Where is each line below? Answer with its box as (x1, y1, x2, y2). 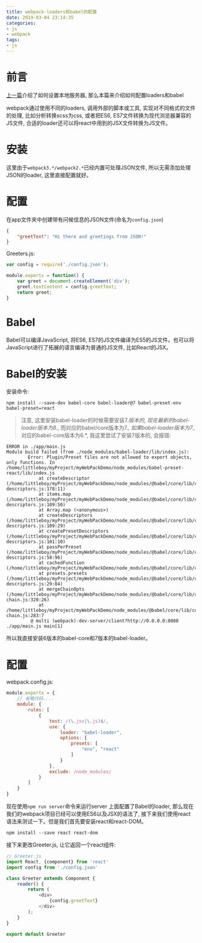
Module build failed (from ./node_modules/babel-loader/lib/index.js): (6, 449, 189, 456)
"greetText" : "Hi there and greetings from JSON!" (17, 233, 147, 240)
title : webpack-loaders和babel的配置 (6, 8, 97, 15)
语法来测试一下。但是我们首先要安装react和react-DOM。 (6, 818, 147, 825)
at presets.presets (38, 571, 87, 577)
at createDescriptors (38, 512, 93, 519)
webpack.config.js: (6, 678, 54, 685)
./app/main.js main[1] (6, 623, 63, 629)
